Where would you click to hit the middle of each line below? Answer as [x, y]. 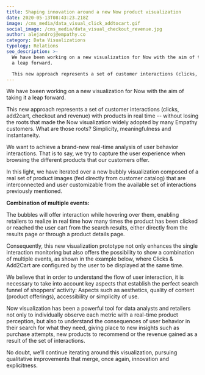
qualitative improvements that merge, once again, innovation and [88, 359]
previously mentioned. [34, 191]
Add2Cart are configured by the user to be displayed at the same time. [95, 265]
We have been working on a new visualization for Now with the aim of [103, 57]
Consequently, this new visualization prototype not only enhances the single [102, 246]
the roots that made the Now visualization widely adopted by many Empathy [102, 122]
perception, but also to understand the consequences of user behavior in [98, 321]
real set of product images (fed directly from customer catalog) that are [96, 178]
